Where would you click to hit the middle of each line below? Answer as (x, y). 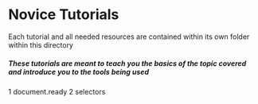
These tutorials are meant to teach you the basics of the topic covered (127, 63)
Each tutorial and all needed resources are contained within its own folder (129, 37)
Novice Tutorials (64, 15)
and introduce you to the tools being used (79, 71)
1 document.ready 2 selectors (57, 91)
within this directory (41, 44)
